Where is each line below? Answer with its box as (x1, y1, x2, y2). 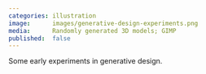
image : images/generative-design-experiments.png (8, 19, 199, 27)
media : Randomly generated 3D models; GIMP (8, 27, 177, 35)
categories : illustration (8, 11, 96, 20)
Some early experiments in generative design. (8, 56, 163, 66)
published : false (8, 34, 71, 43)
